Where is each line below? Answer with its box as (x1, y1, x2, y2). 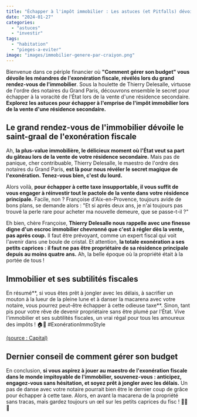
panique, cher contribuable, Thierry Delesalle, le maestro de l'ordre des (6, 159, 179, 167)
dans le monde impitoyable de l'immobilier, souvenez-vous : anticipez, (6, 373, 182, 381)
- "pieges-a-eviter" (11, 47, 62, 53)
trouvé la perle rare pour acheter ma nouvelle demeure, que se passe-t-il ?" (6, 208, 189, 216)
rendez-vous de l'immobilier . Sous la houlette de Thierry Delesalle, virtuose (6, 80, 191, 88)
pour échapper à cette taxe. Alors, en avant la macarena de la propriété (6, 392, 179, 399)
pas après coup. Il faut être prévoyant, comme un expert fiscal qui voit (6, 232, 177, 239)
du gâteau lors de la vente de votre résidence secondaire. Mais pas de (6, 153, 180, 160)
